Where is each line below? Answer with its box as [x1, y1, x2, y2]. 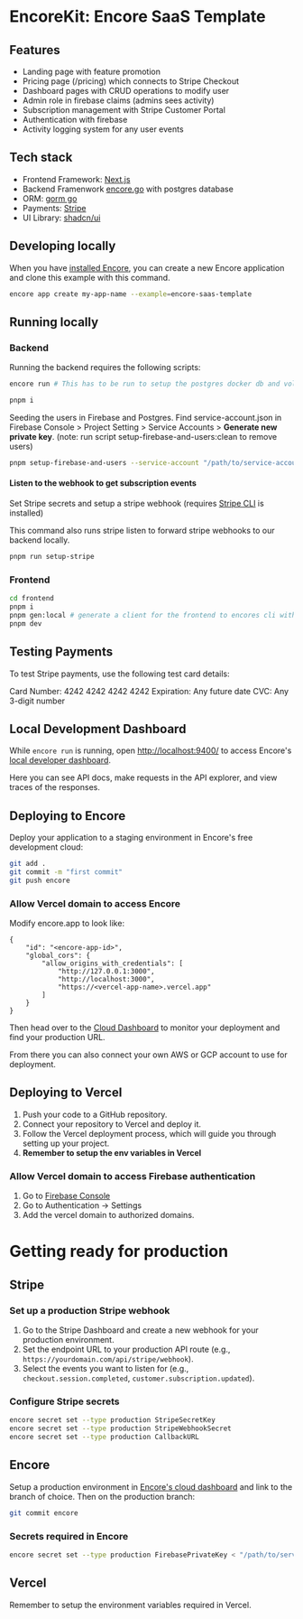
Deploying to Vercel [9, 1085, 123, 1101]
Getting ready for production [9, 1242, 228, 1261]
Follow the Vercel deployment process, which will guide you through [22, 1128, 277, 1139]
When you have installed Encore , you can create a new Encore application [9, 262, 285, 273]
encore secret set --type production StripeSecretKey [9, 1416, 216, 1425]
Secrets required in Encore [9, 1530, 129, 1542]
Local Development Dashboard [9, 721, 187, 737]
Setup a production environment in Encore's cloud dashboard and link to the [9, 1481, 293, 1492]
